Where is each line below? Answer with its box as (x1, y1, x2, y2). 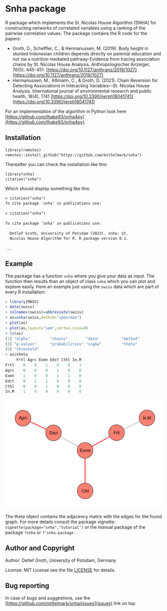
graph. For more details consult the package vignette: (5, 519, 116, 525)
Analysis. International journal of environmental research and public (12, 88, 152, 94)
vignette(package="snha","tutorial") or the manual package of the (5, 524, 146, 530)
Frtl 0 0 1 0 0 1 (5, 363, 81, 368)
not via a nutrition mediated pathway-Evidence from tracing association (12, 56, 160, 62)
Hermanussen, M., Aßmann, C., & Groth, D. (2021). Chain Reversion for (12, 77, 158, 83)
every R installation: (5, 289, 46, 295)
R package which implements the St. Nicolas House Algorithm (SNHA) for (5, 20, 156, 26)
